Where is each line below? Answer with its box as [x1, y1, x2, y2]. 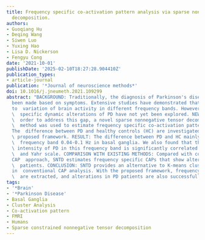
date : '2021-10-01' [6, 60, 56, 66]
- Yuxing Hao [6, 43, 40, 49]
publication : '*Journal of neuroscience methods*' [6, 83, 138, 89]
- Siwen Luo [6, 37, 37, 43]
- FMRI [6, 213, 23, 220]
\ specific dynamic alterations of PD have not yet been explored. [12, 111, 190, 117]
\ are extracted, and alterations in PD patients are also [12, 173, 168, 180]
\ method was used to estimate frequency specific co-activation [12, 123, 184, 129]
